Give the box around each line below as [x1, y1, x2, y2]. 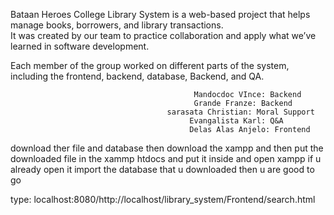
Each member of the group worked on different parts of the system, [10, 60, 290, 71]
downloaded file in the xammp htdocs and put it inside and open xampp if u [10, 153, 322, 164]
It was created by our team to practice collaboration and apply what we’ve [10, 30, 317, 41]
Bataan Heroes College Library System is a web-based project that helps [10, 9, 311, 20]
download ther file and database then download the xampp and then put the [10, 142, 324, 154]
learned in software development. [10, 40, 150, 52]
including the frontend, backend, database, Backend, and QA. [10, 70, 265, 82]
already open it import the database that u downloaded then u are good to [10, 164, 315, 175]
